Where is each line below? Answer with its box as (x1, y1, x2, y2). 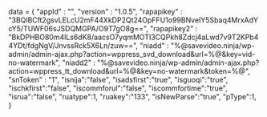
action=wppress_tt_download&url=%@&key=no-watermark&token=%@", (8, 67, 251, 75)
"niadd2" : (62, 58, 96, 67)
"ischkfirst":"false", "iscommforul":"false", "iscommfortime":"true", (8, 83, 229, 93)
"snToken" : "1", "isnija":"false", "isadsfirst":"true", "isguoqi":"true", (8, 75, 229, 84)
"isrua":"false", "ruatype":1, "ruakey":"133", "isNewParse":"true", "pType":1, (8, 92, 257, 101)
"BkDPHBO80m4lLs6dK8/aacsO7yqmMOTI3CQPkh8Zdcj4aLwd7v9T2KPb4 (8, 32, 259, 42)
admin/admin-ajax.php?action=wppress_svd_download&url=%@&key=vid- (8, 50, 256, 58)
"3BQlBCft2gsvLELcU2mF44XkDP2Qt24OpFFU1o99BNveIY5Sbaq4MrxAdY (8, 15, 259, 25)
